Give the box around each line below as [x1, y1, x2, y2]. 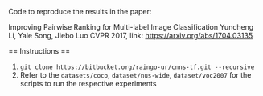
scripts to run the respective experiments [19, 79, 157, 88]
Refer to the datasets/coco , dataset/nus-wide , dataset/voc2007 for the [19, 70, 252, 79]
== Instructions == [8, 46, 71, 55]
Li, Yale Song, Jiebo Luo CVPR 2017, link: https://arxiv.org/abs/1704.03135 [8, 31, 253, 40]
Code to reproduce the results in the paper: [8, 7, 152, 16]
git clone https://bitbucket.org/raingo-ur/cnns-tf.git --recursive [19, 63, 255, 71]
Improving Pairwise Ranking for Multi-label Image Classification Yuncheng [8, 22, 254, 31]
